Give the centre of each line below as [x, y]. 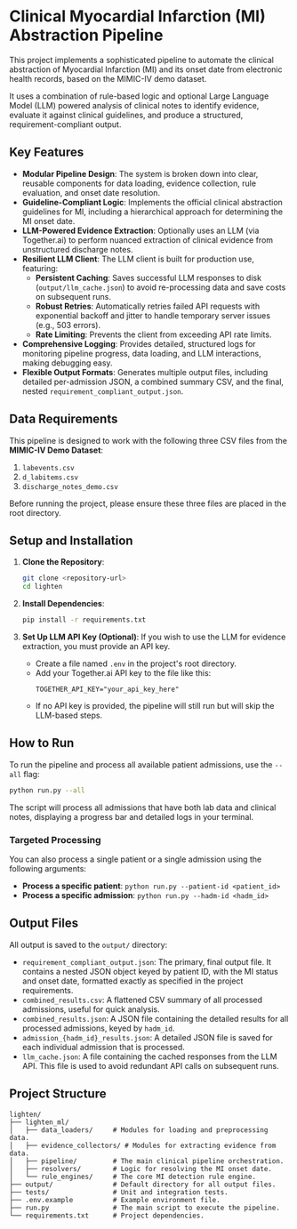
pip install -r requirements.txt [84, 620]
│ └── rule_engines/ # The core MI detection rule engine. [132, 1177]
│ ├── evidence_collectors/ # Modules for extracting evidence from [143, 1145]
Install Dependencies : [63, 604]
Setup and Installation [71, 540]
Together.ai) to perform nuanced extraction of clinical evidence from [148, 240]
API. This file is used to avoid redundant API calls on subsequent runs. [150, 1065]
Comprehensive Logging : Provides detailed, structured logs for [139, 343]
